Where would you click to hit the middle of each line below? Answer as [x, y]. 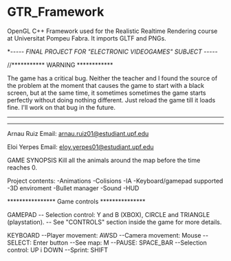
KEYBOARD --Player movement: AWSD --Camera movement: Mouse [104, 235]
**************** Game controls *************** [76, 201]
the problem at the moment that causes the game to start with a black [106, 85]
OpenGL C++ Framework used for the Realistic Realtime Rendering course [112, 31]
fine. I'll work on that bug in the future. [61, 107]
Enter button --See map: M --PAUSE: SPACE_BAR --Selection [120, 242]
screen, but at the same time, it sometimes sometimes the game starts [107, 93]
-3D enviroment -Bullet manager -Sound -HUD [73, 188]
